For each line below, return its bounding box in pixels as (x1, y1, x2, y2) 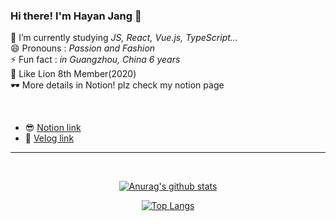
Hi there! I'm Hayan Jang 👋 (10, 9, 142, 23)
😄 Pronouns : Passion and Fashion (10, 42, 156, 54)
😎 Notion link (24, 122, 82, 134)
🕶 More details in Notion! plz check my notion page (10, 79, 225, 91)
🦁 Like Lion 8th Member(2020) (10, 68, 137, 80)
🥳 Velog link (24, 132, 75, 144)
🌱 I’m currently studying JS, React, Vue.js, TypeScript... (10, 32, 238, 44)
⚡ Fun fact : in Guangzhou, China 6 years (10, 54, 181, 66)
